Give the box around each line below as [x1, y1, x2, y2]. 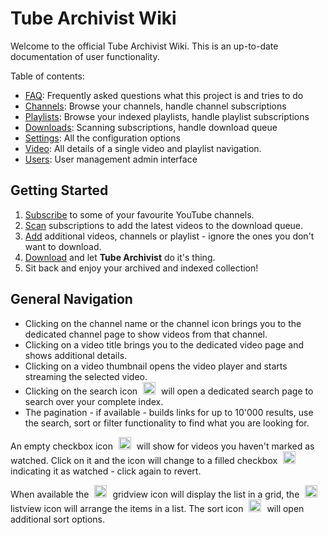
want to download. [24, 240, 102, 252]
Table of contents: [10, 70, 85, 82]
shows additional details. [24, 349, 128, 361]
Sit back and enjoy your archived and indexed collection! [24, 262, 259, 274]
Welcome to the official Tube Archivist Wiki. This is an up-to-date [10, 40, 279, 52]
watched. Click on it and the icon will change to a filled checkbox [10, 454, 278, 466]
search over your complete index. [24, 395, 164, 407]
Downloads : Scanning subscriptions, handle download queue [24, 121, 278, 133]
